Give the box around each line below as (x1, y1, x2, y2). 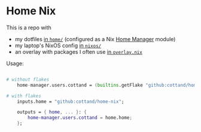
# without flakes (6, 76, 50, 82)
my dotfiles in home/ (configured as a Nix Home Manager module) (14, 35, 176, 42)
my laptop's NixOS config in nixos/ (14, 42, 102, 49)
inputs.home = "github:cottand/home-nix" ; (17, 99, 124, 105)
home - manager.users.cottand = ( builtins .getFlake (17, 82, 144, 88)
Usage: (6, 60, 24, 67)
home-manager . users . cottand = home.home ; (28, 115, 133, 121)
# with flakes (6, 93, 42, 99)
